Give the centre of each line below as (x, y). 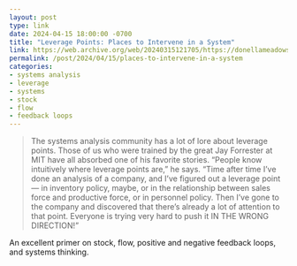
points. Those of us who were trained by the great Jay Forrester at (152, 150)
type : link (29, 26)
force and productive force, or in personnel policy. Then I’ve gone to (155, 198)
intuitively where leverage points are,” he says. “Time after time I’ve (153, 170)
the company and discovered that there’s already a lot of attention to (155, 207)
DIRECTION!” (55, 225)
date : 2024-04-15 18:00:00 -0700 (71, 34)
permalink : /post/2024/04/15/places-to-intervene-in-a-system (126, 58)
